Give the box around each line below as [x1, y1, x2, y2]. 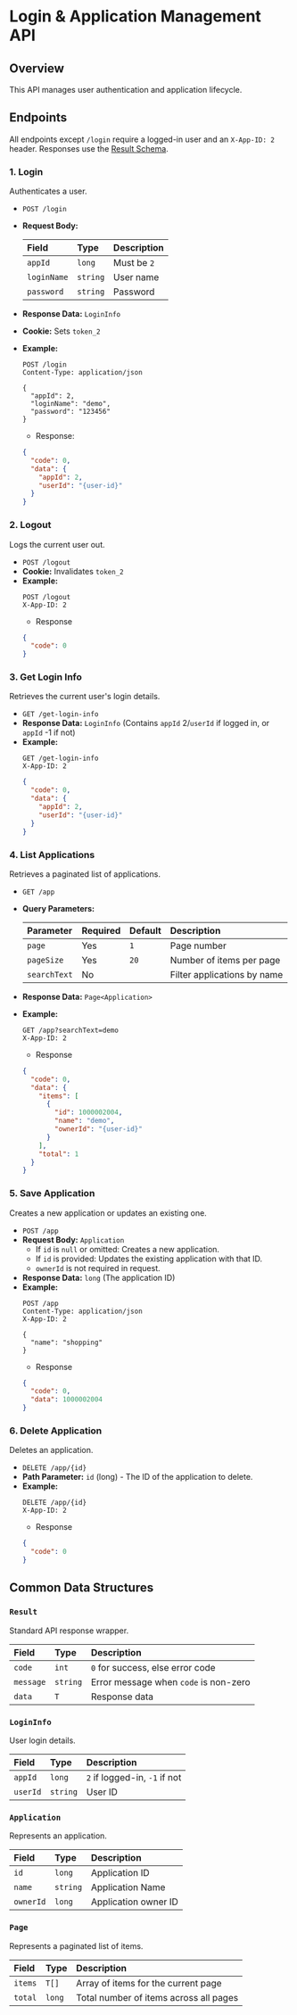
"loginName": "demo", [30, 400, 111, 409]
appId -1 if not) [21, 727, 76, 738]
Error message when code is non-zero [90, 1675, 252, 1688]
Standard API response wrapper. [9, 1625, 129, 1636]
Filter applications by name [169, 968, 284, 980]
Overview [9, 61, 65, 76]
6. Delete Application [9, 1425, 103, 1437]
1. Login [9, 165, 44, 178]
